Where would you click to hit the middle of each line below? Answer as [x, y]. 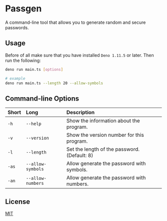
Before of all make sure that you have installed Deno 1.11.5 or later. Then [80, 55]
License [18, 201]
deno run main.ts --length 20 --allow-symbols [54, 83]
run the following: [23, 60]
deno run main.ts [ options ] [34, 69]
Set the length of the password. [103, 149]
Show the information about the [103, 121]
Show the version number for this [105, 135]
